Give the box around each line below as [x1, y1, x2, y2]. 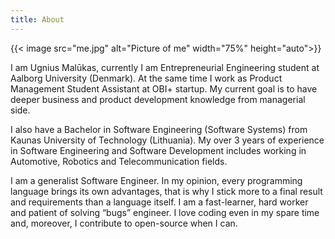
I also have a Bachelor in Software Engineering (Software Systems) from [10, 123, 308, 135]
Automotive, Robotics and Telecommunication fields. [10, 155, 228, 167]
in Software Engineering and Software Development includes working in [10, 144, 307, 156]
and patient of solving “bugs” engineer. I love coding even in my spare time [10, 206, 320, 218]
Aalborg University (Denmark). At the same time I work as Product [10, 72, 283, 84]
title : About [10, 14, 65, 25]
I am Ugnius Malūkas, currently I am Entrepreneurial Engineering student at [10, 61, 320, 73]
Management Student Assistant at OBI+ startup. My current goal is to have [10, 82, 318, 95]
